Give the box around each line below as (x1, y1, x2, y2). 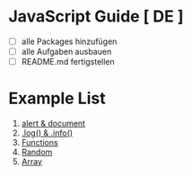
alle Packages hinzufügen (21, 36, 118, 47)
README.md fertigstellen (21, 57, 116, 67)
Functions (21, 137, 59, 148)
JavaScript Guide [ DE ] (8, 6, 184, 27)
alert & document (21, 119, 86, 129)
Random (21, 146, 53, 158)
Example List (8, 88, 106, 109)
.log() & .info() (21, 128, 74, 138)
